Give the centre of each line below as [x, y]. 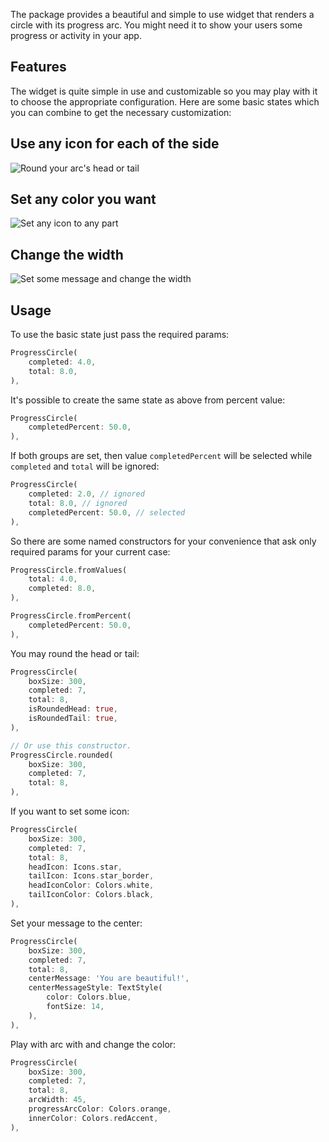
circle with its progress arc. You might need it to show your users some [156, 25]
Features [38, 67]
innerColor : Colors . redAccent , [93, 1118]
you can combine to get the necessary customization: [121, 112]
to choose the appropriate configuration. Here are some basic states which [165, 101]
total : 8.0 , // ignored [78, 503]
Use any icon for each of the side [115, 144]
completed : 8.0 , [62, 589]
